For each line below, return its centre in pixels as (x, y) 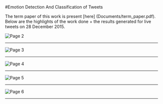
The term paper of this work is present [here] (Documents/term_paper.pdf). (81, 16)
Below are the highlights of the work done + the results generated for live (78, 22)
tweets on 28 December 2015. (35, 27)
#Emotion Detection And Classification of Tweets (54, 7)
